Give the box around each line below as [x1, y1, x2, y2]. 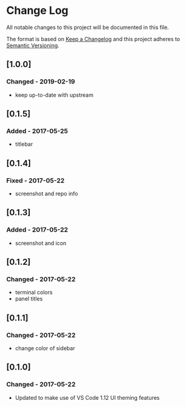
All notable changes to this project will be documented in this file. [6, 24, 170, 31]
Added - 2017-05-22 [6, 226, 68, 234]
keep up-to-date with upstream [15, 91, 94, 99]
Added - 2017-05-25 [6, 126, 68, 135]
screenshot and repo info [15, 190, 78, 197]
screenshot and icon [15, 239, 67, 247]
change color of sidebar [15, 345, 76, 352]
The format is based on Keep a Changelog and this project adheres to [6, 35, 181, 42]
